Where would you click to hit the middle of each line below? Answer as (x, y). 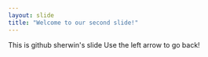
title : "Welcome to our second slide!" (73, 23)
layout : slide (31, 15)
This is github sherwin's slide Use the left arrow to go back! (104, 45)
